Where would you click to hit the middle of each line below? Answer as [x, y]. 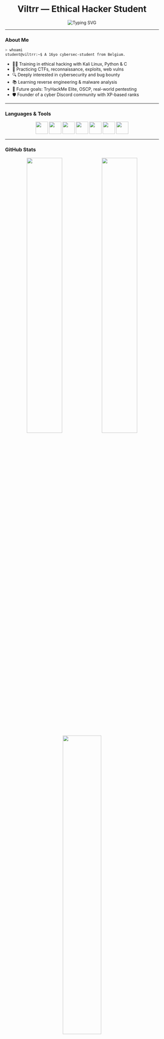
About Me [17, 40]
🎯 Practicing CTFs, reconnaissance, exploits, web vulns [68, 69]
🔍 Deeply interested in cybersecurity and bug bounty [66, 74]
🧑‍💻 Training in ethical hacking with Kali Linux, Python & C [70, 64]
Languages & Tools [28, 114]
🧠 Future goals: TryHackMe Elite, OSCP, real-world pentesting [74, 89]
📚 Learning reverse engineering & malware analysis [64, 82]
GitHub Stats [20, 149]
